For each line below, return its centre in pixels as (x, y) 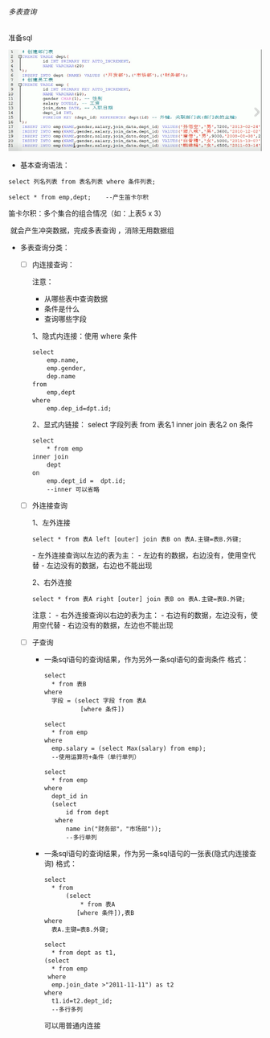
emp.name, (63, 360)
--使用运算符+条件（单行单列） (96, 757)
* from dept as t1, (84, 953)
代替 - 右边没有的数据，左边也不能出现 (110, 625)
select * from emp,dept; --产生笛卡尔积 (78, 197)
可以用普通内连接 (72, 1026)
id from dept (88, 813)
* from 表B (69, 684)
